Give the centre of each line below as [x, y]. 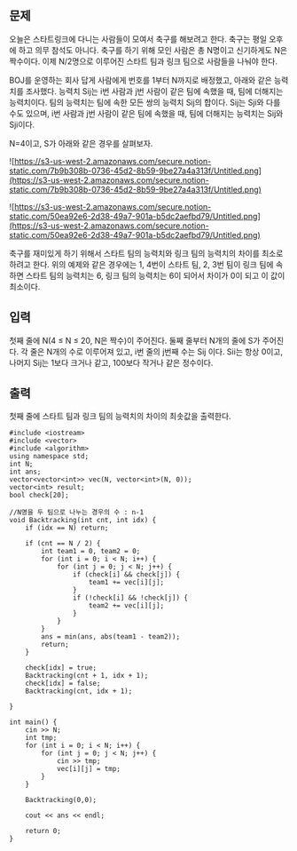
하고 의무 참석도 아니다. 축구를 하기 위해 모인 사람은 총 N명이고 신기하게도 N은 [153, 50]
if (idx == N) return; [67, 528]
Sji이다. [22, 124]
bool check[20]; [39, 496]
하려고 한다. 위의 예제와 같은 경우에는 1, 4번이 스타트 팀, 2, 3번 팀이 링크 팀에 [141, 264]
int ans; [25, 472]
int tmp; [41, 738]
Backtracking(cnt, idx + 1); [79, 691]
